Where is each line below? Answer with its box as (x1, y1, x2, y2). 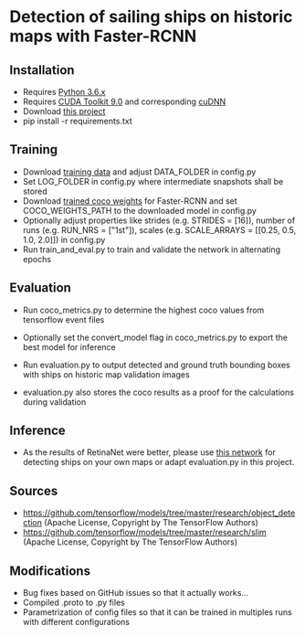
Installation (9, 62, 75, 78)
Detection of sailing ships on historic (9, 6, 293, 27)
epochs (22, 253, 52, 264)
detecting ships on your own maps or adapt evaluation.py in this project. (22, 457, 295, 468)
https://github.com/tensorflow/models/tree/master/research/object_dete (22, 507, 296, 518)
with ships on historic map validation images (22, 368, 190, 380)
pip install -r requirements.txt (22, 116, 132, 126)
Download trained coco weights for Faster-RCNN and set (22, 195, 237, 207)
